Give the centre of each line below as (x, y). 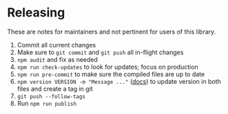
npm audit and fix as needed (58, 59)
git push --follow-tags (51, 96)
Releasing (36, 13)
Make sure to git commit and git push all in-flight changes (100, 52)
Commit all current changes (56, 45)
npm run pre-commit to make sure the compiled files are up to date (111, 74)
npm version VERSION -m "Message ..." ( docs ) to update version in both (119, 81)
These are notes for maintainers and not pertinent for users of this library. (112, 32)
